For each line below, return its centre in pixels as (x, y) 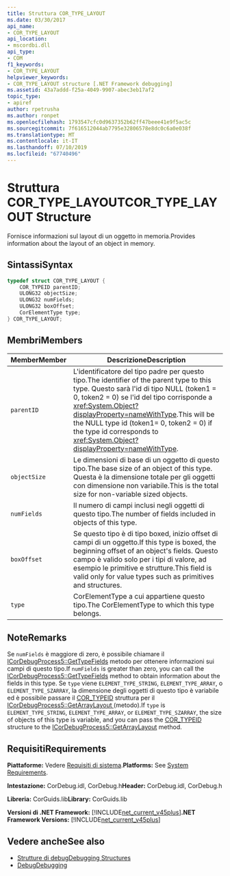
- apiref (20, 103)
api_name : (21, 26)
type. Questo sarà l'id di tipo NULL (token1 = (145, 389)
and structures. (97, 585)
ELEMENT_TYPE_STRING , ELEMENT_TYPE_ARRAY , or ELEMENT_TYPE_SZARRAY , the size (115, 713)
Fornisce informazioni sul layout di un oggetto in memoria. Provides (101, 236)
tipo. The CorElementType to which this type (143, 605)
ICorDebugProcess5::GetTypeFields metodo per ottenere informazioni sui (111, 661)
